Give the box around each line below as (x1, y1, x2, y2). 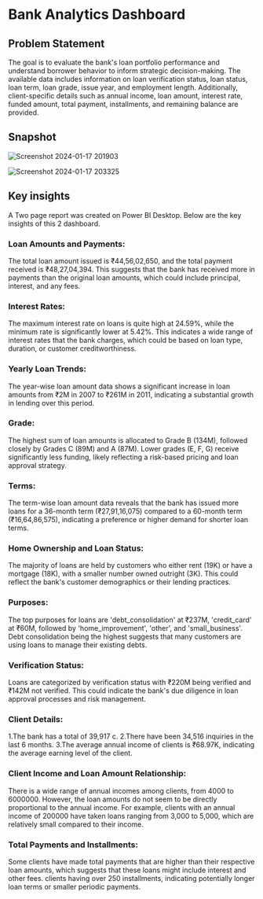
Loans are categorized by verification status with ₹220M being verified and (8, 678, 251, 687)
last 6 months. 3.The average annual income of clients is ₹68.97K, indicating (8, 740, 255, 750)
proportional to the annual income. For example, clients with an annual (8, 802, 236, 812)
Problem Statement (8, 37, 105, 50)
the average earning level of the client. (8, 749, 133, 758)
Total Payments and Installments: (8, 839, 139, 850)
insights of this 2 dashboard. (8, 219, 100, 228)
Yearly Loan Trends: (8, 363, 86, 374)
